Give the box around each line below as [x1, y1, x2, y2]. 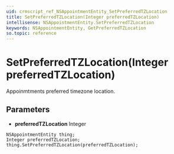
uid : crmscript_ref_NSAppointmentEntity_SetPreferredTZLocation [6, 8, 168, 15]
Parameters [6, 105, 50, 115]
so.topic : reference [6, 31, 57, 36]
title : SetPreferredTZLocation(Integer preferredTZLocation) [6, 14, 160, 20]
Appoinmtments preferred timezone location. [6, 88, 116, 95]
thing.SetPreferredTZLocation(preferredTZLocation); [6, 142, 139, 148]
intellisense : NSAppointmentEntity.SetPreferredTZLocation [6, 19, 155, 25]
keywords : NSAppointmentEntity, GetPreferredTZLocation [6, 25, 146, 31]
